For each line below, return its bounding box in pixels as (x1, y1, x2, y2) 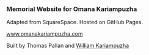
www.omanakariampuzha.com (6, 30, 83, 37)
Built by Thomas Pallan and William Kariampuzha (6, 42, 129, 50)
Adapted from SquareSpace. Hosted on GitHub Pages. (6, 19, 144, 26)
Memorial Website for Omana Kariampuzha (6, 5, 137, 13)
